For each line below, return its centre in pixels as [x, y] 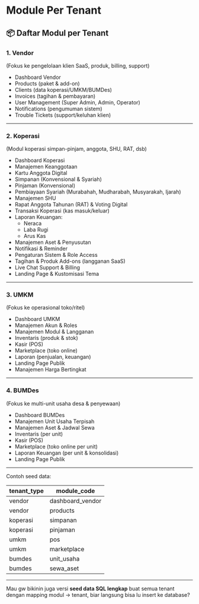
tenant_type [27, 491]
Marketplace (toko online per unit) [56, 446]
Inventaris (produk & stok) [46, 338]
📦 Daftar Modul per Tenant [57, 33]
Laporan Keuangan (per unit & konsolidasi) [67, 453]
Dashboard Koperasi [40, 160]
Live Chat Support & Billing [47, 268]
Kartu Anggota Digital [41, 173]
